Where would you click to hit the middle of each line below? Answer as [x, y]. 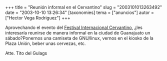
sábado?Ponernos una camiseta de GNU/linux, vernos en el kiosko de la [79, 38]
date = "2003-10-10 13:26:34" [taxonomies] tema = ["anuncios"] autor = [79, 12]
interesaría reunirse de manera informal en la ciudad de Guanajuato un [78, 33]
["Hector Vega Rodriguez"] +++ [38, 18]
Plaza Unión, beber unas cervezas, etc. [45, 43]
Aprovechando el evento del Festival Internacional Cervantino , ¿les [74, 27]
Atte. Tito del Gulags [26, 53]
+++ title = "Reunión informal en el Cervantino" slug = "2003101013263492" [84, 7]
